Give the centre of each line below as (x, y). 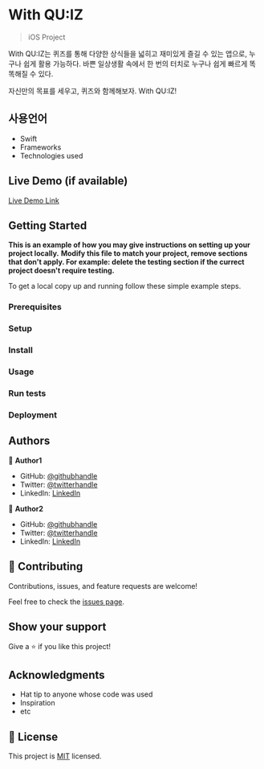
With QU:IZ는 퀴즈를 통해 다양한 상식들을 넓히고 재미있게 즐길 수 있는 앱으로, (128, 53)
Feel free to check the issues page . (66, 602)
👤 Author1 (25, 460)
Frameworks (41, 147)
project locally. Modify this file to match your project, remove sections (128, 253)
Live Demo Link (34, 200)
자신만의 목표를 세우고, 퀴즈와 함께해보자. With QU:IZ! (93, 91)
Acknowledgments (57, 674)
